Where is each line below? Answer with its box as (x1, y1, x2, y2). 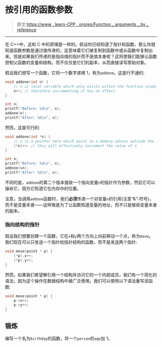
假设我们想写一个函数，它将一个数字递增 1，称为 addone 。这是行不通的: (5, 70, 145, 76)
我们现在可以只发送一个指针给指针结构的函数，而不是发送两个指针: (5, 239, 137, 245)
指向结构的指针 (5, 221, 40, 228)
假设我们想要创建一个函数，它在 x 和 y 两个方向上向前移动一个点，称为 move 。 (5, 233, 153, 239)
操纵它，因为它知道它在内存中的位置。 (5, 185, 81, 191)
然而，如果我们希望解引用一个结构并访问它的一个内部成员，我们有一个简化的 (5, 272, 157, 278)
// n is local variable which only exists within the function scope (13, 84, 157, 89)
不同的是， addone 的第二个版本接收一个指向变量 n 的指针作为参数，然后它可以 (5, 179, 156, 185)
